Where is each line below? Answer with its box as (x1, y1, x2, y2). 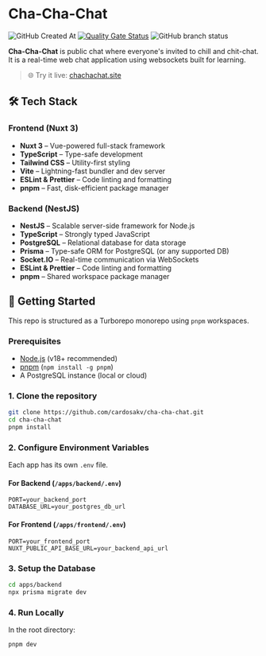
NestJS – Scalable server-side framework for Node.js (19, 220, 195, 231)
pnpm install (8, 423, 52, 432)
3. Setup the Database (8, 562, 96, 573)
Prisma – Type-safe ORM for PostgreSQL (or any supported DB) (19, 246, 229, 255)
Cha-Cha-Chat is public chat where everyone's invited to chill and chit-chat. (8, 46, 259, 56)
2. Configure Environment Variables (8, 442, 149, 453)
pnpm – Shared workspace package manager (19, 271, 170, 281)
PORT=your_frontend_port (8, 538, 91, 545)
